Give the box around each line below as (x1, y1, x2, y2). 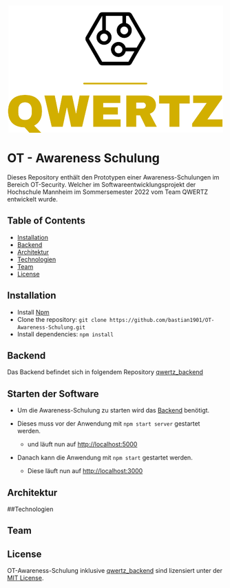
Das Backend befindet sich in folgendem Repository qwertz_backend (7, 368, 203, 376)
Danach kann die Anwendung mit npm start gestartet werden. (17, 453, 193, 462)
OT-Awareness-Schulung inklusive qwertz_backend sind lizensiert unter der (7, 567, 222, 575)
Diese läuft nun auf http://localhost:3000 (27, 467, 143, 475)
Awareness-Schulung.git (17, 324, 86, 331)
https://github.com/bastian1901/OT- (109, 316, 215, 323)
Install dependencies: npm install (17, 329, 114, 338)
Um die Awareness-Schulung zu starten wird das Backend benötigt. (17, 406, 210, 415)
